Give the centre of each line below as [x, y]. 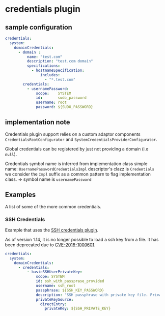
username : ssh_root [56, 286]
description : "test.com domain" [60, 61]
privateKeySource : [55, 299]
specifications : [43, 66]
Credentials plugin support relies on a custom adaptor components [73, 134]
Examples [20, 195]
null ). [11, 154]
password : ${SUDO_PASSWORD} [65, 107]
